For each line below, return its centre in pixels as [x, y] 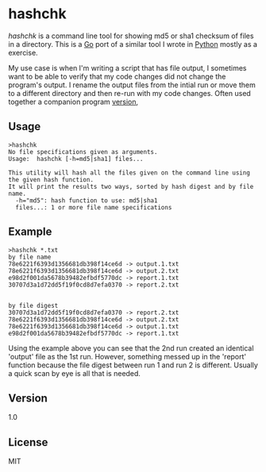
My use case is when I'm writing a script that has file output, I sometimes [127, 67]
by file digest [33, 305]
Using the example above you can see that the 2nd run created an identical [131, 348]
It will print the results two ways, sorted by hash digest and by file [131, 186]
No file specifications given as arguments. [83, 152]
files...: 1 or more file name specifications [94, 207]
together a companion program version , [73, 102]
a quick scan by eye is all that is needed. [75, 373]
